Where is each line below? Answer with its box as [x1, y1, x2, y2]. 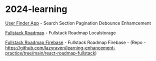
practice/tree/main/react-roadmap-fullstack [5, 50, 95, 56]
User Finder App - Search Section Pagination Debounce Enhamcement [5, 20, 151, 26]
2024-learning [5, 3, 67, 15]
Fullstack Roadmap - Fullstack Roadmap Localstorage [5, 29, 116, 35]
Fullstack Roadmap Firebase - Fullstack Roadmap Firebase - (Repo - [5, 39, 146, 45]
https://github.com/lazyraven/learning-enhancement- [5, 44, 116, 50]
